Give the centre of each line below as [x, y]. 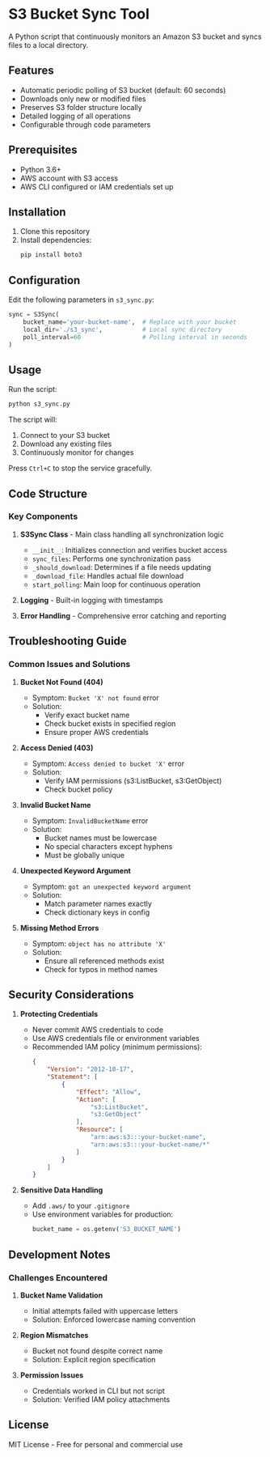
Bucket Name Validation [61, 1295]
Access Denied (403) [57, 748]
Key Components [43, 516]
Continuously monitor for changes [77, 452]
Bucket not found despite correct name [97, 1351]
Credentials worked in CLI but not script [99, 1391]
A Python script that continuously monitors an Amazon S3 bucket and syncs [135, 36]
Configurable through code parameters [85, 124]
